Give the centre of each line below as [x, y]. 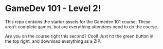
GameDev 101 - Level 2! [53, 8]
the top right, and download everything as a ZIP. [53, 41]
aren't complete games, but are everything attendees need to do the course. [82, 26]
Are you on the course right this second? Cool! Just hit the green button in [79, 36]
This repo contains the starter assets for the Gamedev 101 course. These [78, 22]
